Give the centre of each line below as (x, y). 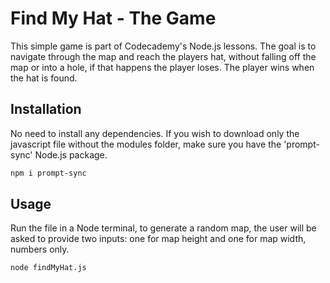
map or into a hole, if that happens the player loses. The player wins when (162, 67)
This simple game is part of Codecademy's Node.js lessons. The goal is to (163, 46)
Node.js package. (71, 154)
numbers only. (40, 249)
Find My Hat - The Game (113, 18)
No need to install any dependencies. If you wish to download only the (155, 133)
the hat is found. (44, 78)
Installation (46, 109)
